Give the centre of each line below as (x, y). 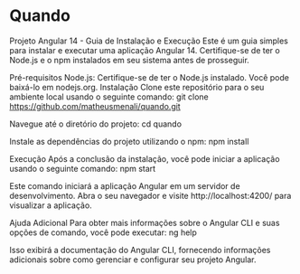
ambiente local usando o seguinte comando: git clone (109, 97)
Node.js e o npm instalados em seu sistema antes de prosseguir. (130, 60)
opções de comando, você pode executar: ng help (103, 232)
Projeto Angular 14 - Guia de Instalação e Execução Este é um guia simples (149, 41)
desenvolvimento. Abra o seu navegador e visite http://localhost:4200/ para (150, 195)
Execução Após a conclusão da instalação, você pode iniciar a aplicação (145, 158)
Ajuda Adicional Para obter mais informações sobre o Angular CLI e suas (145, 222)
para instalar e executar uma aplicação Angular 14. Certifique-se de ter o (145, 50)
